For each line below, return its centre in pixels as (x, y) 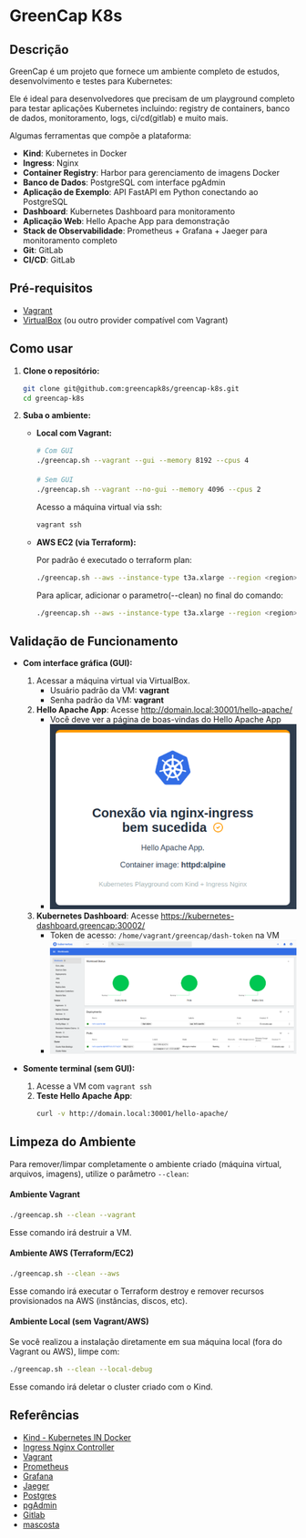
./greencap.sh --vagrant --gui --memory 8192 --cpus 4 (142, 461)
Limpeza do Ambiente (73, 1142)
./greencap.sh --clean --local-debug (81, 1369)
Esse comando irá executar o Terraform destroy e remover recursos (137, 1291)
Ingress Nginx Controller (68, 1447)
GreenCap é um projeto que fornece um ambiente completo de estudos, (145, 71)
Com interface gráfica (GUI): (77, 663)
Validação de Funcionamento (94, 641)
